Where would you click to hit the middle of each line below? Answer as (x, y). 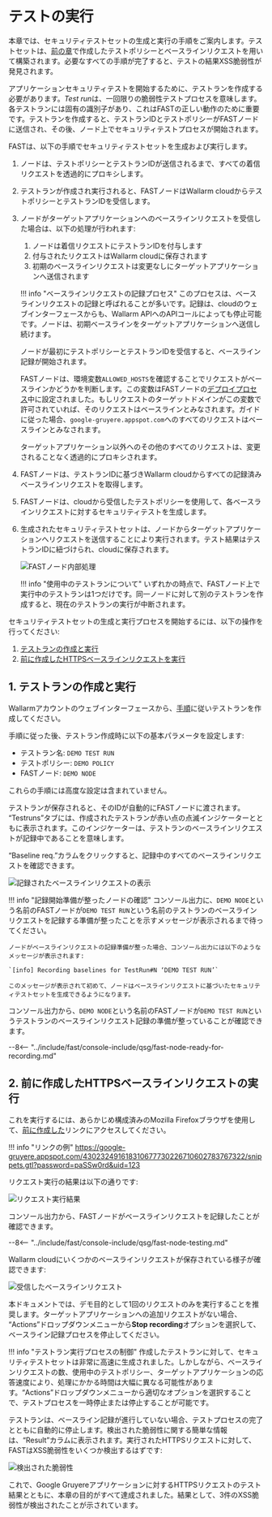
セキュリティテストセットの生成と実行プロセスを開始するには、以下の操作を (136, 621)
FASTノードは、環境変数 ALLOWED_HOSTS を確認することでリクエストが (134, 378)
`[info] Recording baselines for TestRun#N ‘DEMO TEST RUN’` (114, 970)
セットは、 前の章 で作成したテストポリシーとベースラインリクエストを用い (139, 50)
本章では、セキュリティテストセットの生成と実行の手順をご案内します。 (128, 41)
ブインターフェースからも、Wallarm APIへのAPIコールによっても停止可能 (141, 313)
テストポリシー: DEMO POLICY (67, 763)
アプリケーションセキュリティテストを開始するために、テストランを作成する (136, 88)
